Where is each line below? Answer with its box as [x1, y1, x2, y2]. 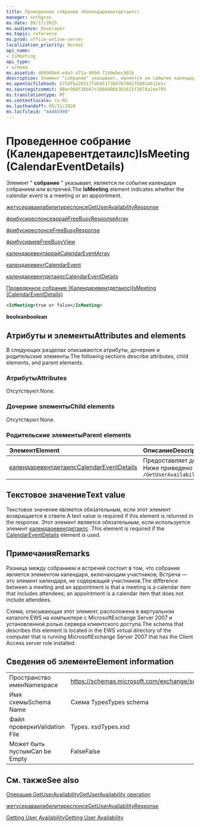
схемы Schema [9, 698, 51, 706]
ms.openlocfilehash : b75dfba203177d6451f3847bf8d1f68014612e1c [6, 81, 167, 87]
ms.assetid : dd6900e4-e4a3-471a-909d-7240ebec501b [6, 70, 135, 76]
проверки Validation [9, 723, 65, 731]
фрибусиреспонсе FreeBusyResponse [6, 227, 100, 234]
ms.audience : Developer [6, 25, 65, 32]
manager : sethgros [6, 14, 52, 20]
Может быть [9, 740, 45, 748]
